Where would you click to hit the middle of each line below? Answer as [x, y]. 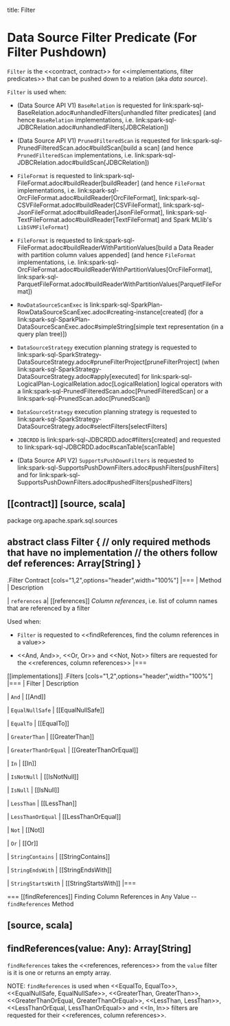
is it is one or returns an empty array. [59, 972]
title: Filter [21, 10]
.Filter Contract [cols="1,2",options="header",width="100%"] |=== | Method [114, 580]
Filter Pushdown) [57, 53]
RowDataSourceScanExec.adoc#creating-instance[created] [102, 312]
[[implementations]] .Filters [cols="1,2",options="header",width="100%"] [110, 676]
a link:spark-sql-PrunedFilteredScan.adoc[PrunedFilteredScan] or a [113, 391]
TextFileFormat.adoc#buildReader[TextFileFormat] [88, 219]
